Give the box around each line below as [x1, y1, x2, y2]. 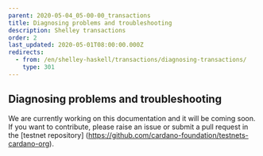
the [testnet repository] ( [8, 130, 89, 139]
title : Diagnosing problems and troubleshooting [8, 19, 172, 27]
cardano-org [8, 139, 50, 148]
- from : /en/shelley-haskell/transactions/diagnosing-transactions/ [15, 56, 247, 64]
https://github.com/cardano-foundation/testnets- [87, 130, 249, 139]
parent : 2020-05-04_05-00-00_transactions [8, 11, 151, 20]
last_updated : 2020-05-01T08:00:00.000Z [8, 41, 145, 49]
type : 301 [22, 63, 56, 71]
